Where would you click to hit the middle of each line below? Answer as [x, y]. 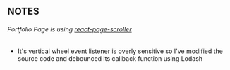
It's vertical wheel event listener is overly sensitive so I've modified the [120, 51]
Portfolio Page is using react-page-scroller [69, 29]
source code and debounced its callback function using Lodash [110, 58]
